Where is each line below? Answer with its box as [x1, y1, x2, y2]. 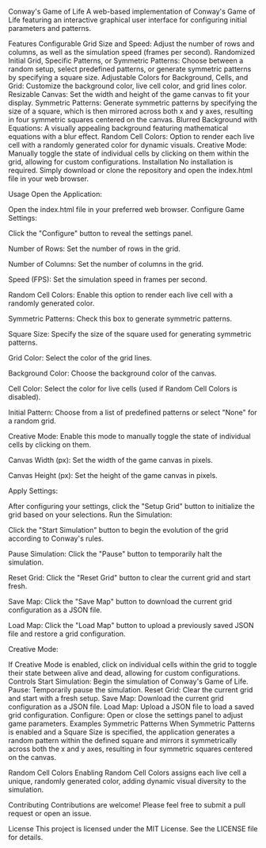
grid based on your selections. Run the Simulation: [8, 510, 173, 519]
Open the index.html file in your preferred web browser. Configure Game [8, 205, 245, 214]
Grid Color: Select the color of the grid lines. [8, 353, 152, 362]
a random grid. [8, 416, 57, 426]
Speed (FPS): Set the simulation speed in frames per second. [8, 275, 207, 284]
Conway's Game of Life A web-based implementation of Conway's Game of [8, 7, 256, 16]
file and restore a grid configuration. [8, 629, 126, 638]
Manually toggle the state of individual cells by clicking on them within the [8, 148, 249, 158]
